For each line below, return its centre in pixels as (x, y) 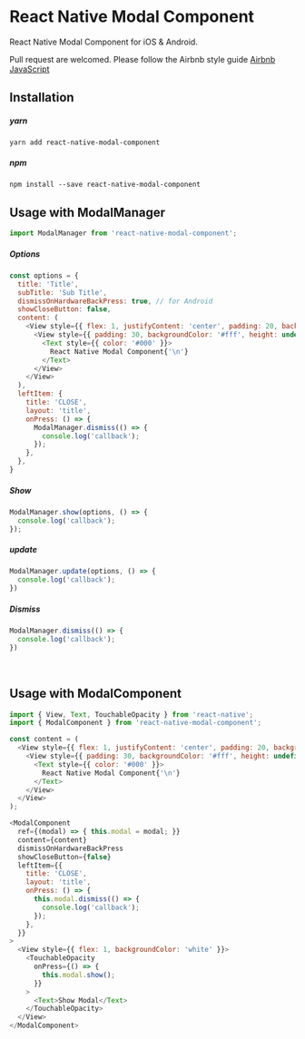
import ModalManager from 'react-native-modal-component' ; (123, 233)
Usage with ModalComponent (96, 694)
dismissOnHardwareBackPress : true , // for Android (115, 301)
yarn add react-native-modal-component (85, 142)
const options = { (44, 275)
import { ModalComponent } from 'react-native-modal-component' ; (135, 723)
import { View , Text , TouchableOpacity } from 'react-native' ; (132, 714)
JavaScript (30, 69)
